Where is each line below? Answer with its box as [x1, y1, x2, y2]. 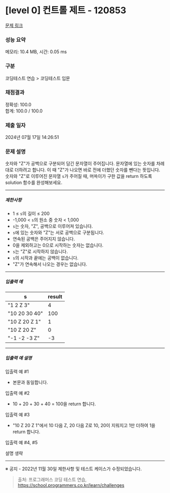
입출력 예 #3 [5, 411, 30, 418]
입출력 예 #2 [5, 390, 30, 396]
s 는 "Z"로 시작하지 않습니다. [12, 249, 68, 255]
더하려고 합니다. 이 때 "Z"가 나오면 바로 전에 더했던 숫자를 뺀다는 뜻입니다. [14, 167, 160, 173]
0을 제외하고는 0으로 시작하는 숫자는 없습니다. [12, 242, 104, 248]
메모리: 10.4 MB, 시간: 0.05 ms [5, 49, 67, 55]
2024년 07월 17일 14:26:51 [5, 134, 59, 140]
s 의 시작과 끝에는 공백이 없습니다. [12, 255, 79, 261]
